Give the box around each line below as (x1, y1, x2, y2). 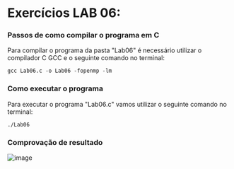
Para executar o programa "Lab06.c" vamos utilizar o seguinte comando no (7, 100, 228, 108)
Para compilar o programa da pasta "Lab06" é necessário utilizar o (7, 46, 202, 54)
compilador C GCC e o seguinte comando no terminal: (7, 54, 165, 62)
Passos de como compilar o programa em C (7, 30, 160, 40)
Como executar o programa (7, 83, 104, 93)
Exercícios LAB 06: (7, 5, 122, 21)
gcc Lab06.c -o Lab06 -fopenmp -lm (7, 67, 112, 75)
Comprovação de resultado (7, 137, 103, 147)
